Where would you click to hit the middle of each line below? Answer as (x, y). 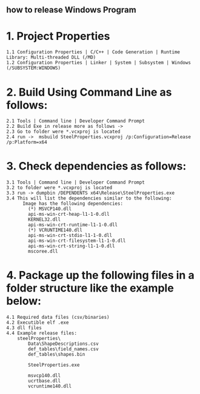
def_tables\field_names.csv (63, 349)
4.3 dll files (24, 328)
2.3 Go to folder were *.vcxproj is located (63, 132)
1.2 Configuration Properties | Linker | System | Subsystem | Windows (98, 63)
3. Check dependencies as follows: (96, 166)
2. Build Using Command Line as (89, 92)
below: (24, 301)
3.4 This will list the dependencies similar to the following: (89, 199)
